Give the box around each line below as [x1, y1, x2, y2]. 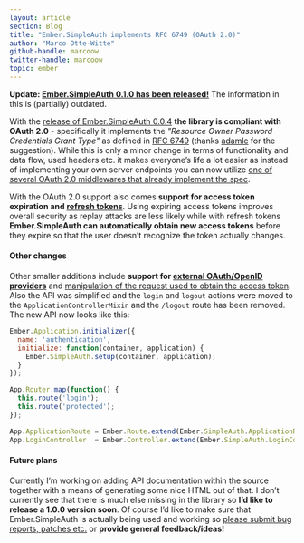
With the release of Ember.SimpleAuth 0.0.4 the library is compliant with [9, 115, 282, 127]
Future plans [9, 455, 58, 466]
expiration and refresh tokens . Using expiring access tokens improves [9, 200, 274, 211]
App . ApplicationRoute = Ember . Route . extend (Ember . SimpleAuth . [9, 427, 249, 436]
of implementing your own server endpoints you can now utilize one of [9, 164, 273, 175]
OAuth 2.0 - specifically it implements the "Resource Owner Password [9, 125, 273, 136]
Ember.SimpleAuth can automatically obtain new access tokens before [9, 219, 281, 231]
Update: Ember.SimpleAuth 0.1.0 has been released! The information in [9, 88, 280, 100]
